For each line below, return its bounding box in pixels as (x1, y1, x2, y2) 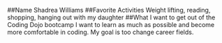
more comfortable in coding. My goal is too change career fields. (7, 28, 194, 36)
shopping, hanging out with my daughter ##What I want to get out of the (7, 13, 216, 21)
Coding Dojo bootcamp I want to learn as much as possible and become (7, 21, 215, 28)
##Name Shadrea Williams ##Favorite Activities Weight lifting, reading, (7, 6, 211, 14)
